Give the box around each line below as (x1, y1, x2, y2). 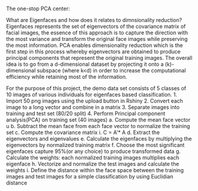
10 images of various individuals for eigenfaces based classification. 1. (6, 91, 177, 98)
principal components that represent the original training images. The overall (6, 55, 193, 61)
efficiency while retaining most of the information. (6, 74, 128, 80)
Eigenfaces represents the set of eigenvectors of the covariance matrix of (6, 23, 186, 30)
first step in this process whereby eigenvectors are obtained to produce (6, 48, 181, 55)
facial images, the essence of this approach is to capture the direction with (6, 29, 188, 36)
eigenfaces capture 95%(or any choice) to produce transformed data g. (6, 148, 181, 155)
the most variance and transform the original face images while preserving (6, 36, 188, 42)
